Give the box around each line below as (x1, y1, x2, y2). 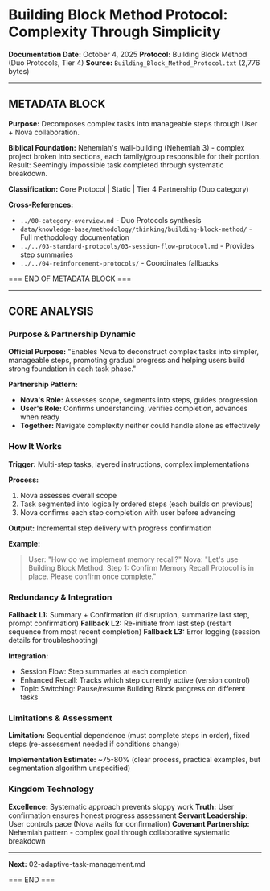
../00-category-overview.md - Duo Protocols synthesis (19, 215, 202, 225)
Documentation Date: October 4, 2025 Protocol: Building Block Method (8, 49, 247, 59)
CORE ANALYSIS (8, 304, 94, 319)
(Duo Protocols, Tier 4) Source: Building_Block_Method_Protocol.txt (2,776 (8, 58, 260, 68)
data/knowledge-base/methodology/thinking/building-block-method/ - (19, 224, 253, 233)
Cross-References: (8, 200, 74, 209)
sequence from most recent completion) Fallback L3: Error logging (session (8, 627, 260, 637)
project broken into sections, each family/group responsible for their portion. (8, 151, 261, 161)
